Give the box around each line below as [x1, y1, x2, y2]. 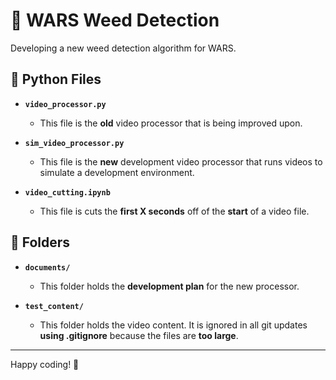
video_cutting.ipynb [24, 187, 111, 198]
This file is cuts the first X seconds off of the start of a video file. [39, 205, 310, 217]
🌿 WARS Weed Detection [10, 9, 220, 32]
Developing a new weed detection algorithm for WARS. [10, 42, 237, 54]
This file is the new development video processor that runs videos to [39, 155, 323, 168]
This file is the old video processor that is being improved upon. [39, 117, 303, 129]
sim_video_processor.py [24, 138, 125, 148]
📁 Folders [10, 234, 71, 251]
